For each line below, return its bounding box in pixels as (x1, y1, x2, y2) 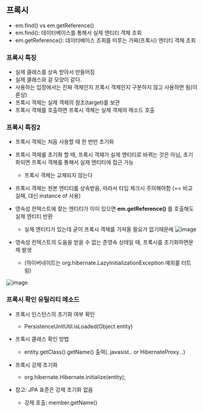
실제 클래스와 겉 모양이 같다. (15, 76, 82, 83)
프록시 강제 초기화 (15, 361, 58, 368)
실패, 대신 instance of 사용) (15, 192, 81, 199)
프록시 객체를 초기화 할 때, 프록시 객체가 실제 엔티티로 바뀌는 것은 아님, (15, 151, 182, 158)
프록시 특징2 (6, 123, 41, 132)
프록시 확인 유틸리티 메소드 (6, 296, 80, 304)
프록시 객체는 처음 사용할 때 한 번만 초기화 (15, 138, 114, 146)
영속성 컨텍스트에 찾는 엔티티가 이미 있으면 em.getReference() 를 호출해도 (15, 205, 194, 213)
